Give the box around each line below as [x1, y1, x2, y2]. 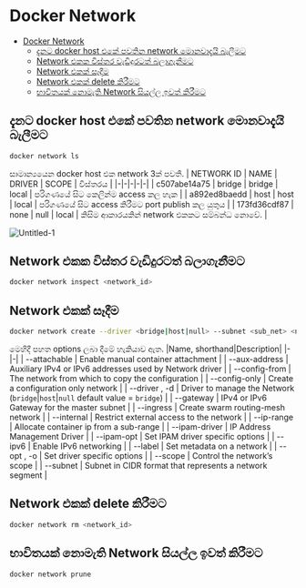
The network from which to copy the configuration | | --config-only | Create [9, 373, 294, 383]
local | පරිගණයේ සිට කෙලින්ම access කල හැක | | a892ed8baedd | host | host [9, 188, 294, 199]
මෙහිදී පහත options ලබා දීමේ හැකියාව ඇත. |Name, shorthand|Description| [9, 343, 282, 354]
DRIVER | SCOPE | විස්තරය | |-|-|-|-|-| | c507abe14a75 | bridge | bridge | [9, 178, 279, 189]
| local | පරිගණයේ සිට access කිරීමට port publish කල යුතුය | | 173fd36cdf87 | [9, 198, 294, 209]
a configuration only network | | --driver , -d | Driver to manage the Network [9, 383, 295, 393]
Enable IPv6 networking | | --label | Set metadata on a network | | [32, 441, 278, 451]
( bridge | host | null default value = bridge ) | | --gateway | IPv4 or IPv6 [9, 392, 267, 403]
